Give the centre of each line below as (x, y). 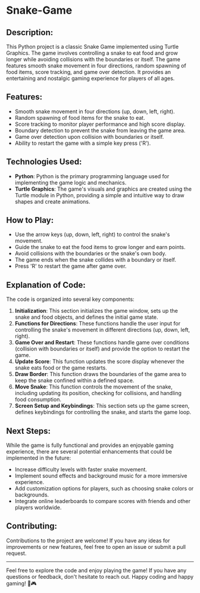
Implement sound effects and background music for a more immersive (101, 476)
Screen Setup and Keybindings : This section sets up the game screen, (102, 406)
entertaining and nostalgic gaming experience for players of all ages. (90, 78)
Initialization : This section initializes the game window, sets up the (96, 311)
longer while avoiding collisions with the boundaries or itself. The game (93, 59)
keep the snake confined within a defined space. (74, 381)
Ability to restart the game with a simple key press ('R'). (83, 143)
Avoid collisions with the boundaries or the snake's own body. (90, 253)
